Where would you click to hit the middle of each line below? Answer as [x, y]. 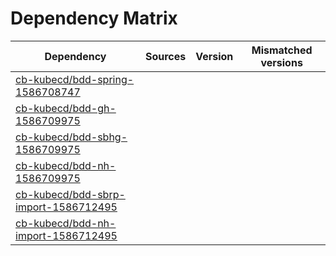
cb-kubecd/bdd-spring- [75, 79]
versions [281, 62]
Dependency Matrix [94, 18]
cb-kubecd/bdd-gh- [66, 108]
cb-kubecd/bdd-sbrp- [70, 194]
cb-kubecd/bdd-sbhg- [71, 137]
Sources [165, 56]
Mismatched [282, 50]
